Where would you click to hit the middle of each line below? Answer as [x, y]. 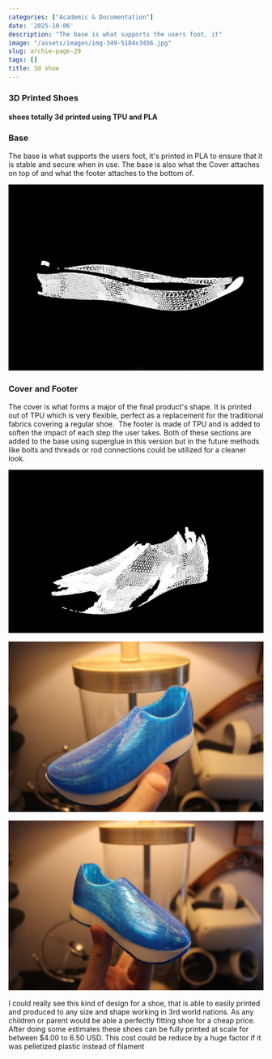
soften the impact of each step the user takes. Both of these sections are [130, 432]
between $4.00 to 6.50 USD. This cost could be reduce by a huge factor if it [135, 1038]
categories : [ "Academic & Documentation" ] [81, 17]
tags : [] [23, 60]
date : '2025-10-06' [41, 26]
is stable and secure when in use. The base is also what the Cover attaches [134, 164]
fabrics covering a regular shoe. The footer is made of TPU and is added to [134, 424]
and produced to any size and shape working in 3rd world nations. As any [131, 1012]
